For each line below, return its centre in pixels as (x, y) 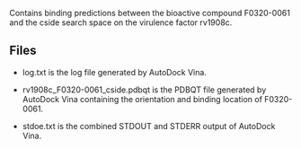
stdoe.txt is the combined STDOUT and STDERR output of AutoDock (149, 126)
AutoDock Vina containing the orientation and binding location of (142, 99)
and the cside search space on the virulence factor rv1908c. (121, 22)
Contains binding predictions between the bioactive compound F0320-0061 (150, 13)
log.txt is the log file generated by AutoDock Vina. (114, 72)
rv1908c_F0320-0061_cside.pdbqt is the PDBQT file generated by (144, 90)
